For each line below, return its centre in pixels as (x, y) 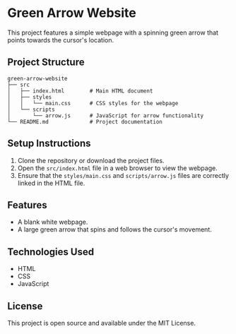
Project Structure (46, 62)
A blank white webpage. (53, 222)
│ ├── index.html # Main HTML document (80, 91)
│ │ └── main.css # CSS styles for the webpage (93, 103)
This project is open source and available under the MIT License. (102, 323)
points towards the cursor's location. (61, 40)
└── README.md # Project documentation (85, 121)
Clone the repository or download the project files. (91, 160)
